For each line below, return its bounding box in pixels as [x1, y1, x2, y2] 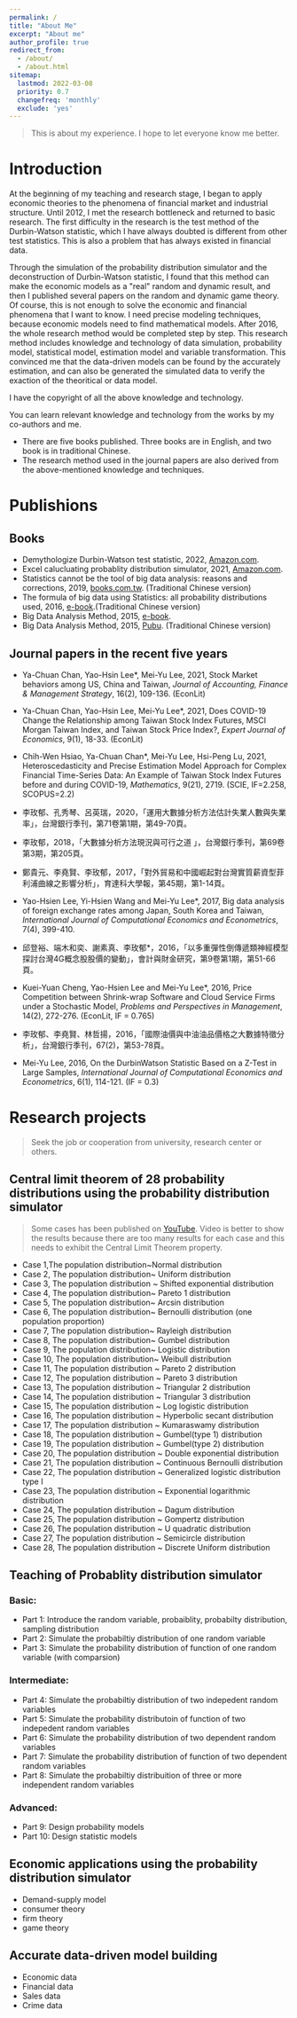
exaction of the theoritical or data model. [9, 375, 158, 386]
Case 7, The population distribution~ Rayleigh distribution [21, 1325, 232, 1336]
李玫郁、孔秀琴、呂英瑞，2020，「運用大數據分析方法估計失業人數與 [21, 807, 271, 817]
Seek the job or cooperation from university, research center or [30, 1136, 262, 1147]
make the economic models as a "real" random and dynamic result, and [9, 281, 271, 292]
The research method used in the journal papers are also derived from [21, 455, 279, 466]
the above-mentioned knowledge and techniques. [21, 465, 205, 475]
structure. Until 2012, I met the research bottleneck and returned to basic [9, 208, 276, 218]
